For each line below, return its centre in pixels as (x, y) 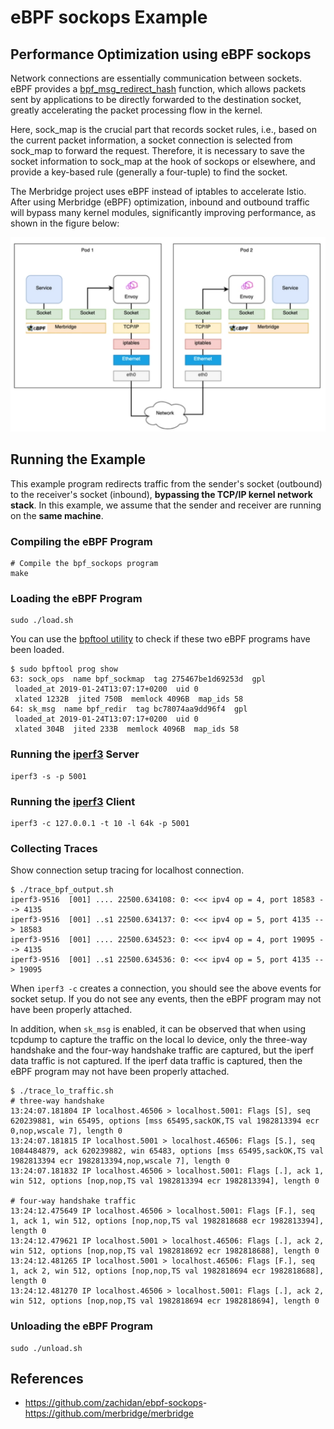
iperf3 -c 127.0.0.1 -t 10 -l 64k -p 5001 (100, 824)
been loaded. (37, 650)
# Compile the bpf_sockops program (84, 564)
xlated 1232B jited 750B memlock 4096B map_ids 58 (129, 699)
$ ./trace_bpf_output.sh (62, 890)
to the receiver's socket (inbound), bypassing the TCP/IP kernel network (161, 494)
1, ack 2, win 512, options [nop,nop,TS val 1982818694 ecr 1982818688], (167, 1271)
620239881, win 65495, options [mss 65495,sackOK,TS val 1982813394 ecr (165, 1121)
